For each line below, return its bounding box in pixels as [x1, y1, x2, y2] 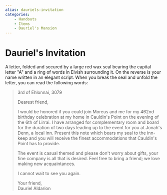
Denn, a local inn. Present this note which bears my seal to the [17, 130, 146, 136]
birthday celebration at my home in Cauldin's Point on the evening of [17, 114, 159, 120]
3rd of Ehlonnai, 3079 [17, 89, 62, 95]
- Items [14, 21, 30, 26]
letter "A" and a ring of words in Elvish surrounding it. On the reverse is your [5, 69, 161, 75]
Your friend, [17, 180, 42, 186]
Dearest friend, [17, 99, 49, 105]
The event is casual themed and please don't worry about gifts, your [17, 150, 158, 156]
